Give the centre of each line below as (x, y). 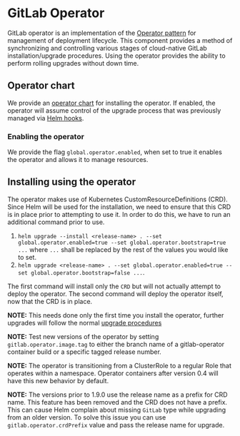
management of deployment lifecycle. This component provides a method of (120, 40)
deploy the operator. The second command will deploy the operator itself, (115, 293)
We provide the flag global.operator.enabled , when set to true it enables (115, 152)
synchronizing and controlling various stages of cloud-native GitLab (107, 48)
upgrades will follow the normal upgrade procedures (85, 323)
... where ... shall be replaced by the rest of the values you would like (123, 249)
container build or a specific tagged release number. (85, 352)
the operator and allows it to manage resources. (78, 160)
